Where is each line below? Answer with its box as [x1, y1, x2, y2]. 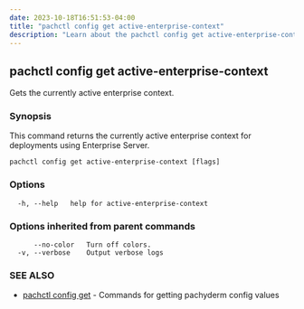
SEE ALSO [9, 269, 55, 281]
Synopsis [9, 110, 52, 123]
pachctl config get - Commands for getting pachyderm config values [22, 290, 280, 301]
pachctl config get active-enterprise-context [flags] [9, 157, 221, 167]
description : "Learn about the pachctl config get [9, 30, 204, 39]
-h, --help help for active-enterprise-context [17, 199, 208, 208]
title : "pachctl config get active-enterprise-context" [9, 22, 224, 31]
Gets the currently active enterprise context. [9, 88, 175, 98]
